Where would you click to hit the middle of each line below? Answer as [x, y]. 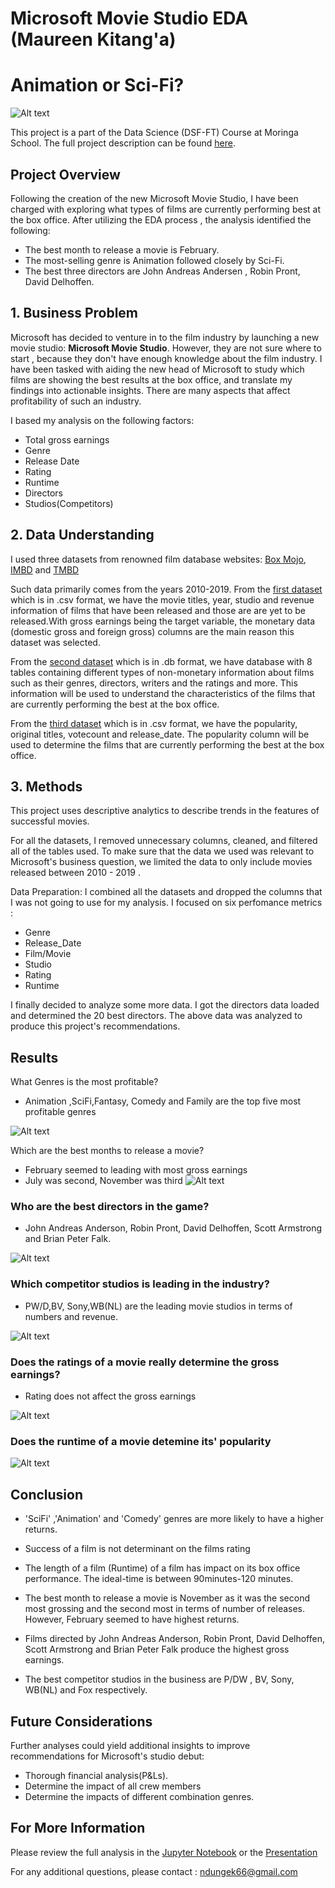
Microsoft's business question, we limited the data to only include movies [161, 862]
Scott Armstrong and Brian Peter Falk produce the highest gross [157, 1649]
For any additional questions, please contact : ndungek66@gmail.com [154, 1871]
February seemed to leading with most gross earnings [136, 1170]
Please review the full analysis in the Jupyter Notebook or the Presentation [164, 1852]
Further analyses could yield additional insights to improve [130, 1745]
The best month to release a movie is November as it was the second [167, 1598]
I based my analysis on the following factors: [102, 420]
